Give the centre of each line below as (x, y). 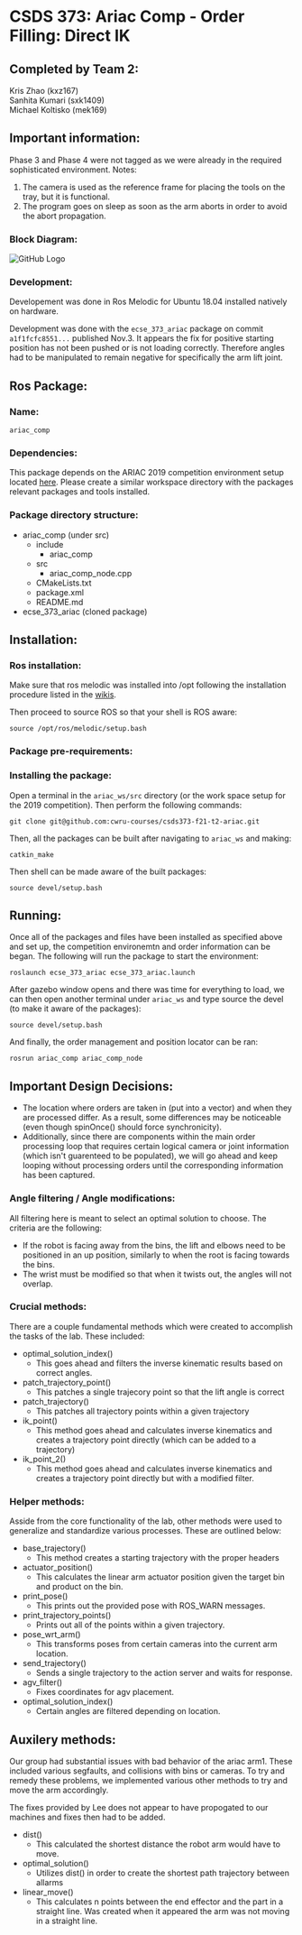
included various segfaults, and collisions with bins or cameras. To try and (147, 1771)
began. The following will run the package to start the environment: (134, 956)
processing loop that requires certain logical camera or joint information (156, 1147)
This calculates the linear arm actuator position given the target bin (160, 1577)
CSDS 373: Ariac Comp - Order (127, 17)
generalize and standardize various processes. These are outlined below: (146, 1531)
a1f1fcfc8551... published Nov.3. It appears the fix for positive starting (142, 338)
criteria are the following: (55, 1228)
